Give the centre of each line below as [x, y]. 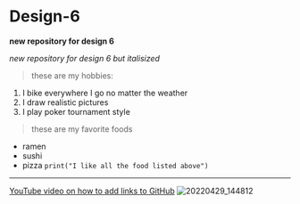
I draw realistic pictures [65, 102]
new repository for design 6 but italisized [85, 58]
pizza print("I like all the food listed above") [115, 165]
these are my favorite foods [82, 129]
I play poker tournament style [76, 111]
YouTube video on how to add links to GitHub [92, 191]
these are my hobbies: [72, 75]
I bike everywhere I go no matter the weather [105, 93]
